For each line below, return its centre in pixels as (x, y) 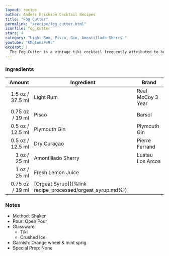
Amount (19, 82)
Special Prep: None (32, 248)
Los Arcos (149, 161)
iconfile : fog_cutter (28, 29)
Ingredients (20, 69)
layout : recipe (21, 10)
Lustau (145, 155)
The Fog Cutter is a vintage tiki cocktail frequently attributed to (84, 52)
